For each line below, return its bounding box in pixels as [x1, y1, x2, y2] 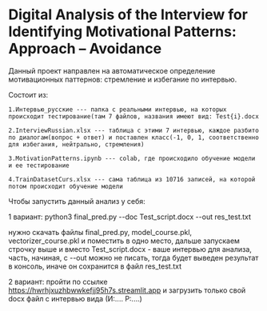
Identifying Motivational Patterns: [8, 22, 237, 41]
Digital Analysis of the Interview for [8, 6, 248, 24]
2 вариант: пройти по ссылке [8, 277, 108, 286]
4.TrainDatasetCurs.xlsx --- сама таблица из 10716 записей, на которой [8, 175, 256, 183]
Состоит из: [8, 90, 49, 99]
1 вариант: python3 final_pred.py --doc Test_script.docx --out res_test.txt [8, 212, 252, 221]
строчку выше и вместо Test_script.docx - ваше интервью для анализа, [8, 244, 252, 253]
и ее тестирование [8, 161, 70, 169]
